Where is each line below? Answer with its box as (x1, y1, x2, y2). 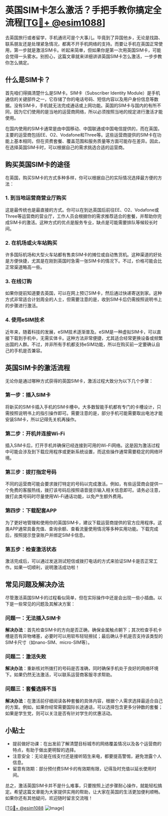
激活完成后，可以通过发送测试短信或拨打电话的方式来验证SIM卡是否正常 (5, 558, 153, 564)
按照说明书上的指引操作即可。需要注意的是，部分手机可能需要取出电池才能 (9, 410, 163, 416)
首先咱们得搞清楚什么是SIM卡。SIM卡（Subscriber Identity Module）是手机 (5, 90, 160, 96)
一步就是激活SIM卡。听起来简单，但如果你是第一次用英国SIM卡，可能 (18, 47, 161, 53)
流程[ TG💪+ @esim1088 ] (5, 17, 106, 29)
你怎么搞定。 (5, 60, 31, 66)
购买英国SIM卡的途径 (5, 161, 70, 169)
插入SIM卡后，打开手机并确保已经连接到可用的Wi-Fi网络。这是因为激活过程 (5, 442, 160, 448)
